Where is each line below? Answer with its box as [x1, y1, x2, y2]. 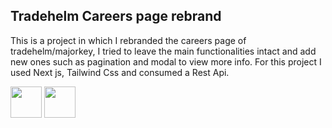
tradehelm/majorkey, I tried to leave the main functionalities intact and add [10, 45, 317, 57]
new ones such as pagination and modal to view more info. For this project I [10, 55, 322, 68]
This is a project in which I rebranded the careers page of [10, 34, 247, 46]
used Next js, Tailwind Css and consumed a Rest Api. [10, 66, 230, 78]
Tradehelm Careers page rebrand [10, 8, 222, 25]
